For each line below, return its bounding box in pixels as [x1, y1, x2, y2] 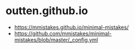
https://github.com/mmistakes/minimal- [14, 30, 112, 37]
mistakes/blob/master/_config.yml [14, 36, 99, 43]
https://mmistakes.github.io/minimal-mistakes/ [14, 24, 129, 31]
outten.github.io [5, 4, 88, 18]
